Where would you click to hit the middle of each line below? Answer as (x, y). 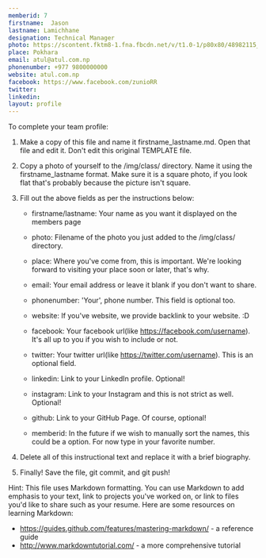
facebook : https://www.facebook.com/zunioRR (83, 82)
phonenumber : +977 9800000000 (58, 67)
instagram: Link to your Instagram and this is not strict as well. (133, 394)
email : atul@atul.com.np (49, 60)
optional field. (54, 364)
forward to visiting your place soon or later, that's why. (120, 270)
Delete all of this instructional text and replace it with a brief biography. (135, 457)
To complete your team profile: (59, 127)
